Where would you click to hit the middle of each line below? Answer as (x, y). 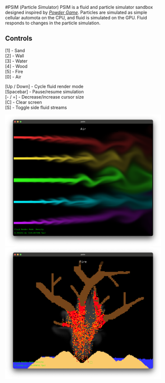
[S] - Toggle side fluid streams (36, 107)
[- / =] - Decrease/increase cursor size (44, 97)
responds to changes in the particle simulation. (53, 23)
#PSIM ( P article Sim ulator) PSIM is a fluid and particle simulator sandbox (79, 7)
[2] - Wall (15, 55)
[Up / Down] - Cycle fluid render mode (44, 86)
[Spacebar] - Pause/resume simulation (44, 92)
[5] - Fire (14, 71)
